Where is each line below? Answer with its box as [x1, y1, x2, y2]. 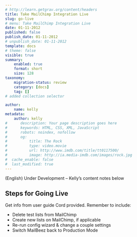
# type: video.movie [5, 143, 67, 148]
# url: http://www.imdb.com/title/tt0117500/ [5, 148, 119, 153]
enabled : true [14, 62, 43, 67]
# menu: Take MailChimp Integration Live [5, 21, 91, 26]
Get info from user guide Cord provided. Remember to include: [5, 202, 131, 208]
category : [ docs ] [14, 84, 49, 90]
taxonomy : [5, 75, 25, 80]
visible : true [5, 52, 34, 58]
